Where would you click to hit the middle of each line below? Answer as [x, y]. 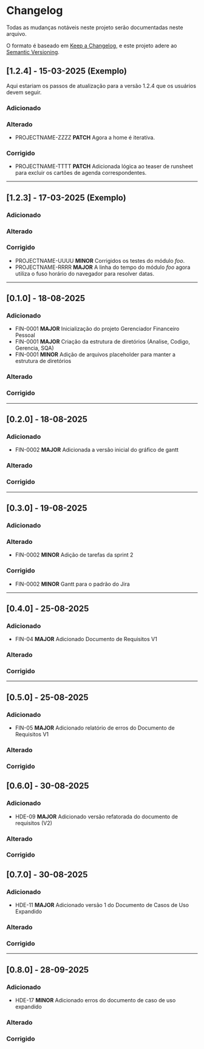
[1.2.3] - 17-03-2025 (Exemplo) [66, 198]
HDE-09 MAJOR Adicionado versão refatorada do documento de [97, 816]
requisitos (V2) [34, 823]
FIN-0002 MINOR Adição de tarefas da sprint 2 [74, 555]
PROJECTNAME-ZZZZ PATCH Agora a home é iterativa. [85, 137]
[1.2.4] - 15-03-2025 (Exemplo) [67, 71]
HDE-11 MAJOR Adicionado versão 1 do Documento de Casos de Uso [102, 905]
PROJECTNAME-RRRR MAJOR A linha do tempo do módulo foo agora [103, 267]
